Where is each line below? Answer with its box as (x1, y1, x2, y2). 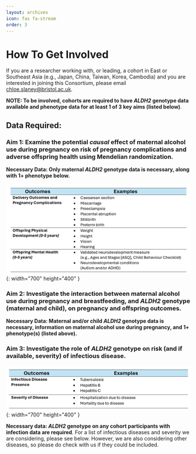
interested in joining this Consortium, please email (6, 80, 127, 87)
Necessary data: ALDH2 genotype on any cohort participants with (6, 422, 171, 429)
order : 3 (6, 22, 27, 28)
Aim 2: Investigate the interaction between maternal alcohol (6, 289, 180, 298)
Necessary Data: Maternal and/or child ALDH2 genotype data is (6, 318, 164, 325)
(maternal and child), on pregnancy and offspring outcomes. (6, 304, 182, 312)
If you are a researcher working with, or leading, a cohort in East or (6, 67, 168, 74)
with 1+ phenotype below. (6, 172, 70, 179)
